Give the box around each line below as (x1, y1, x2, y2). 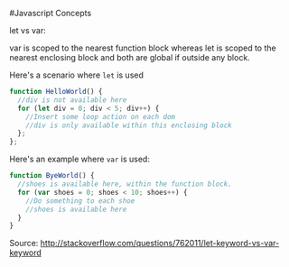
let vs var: (9, 25, 47, 35)
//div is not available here (17, 95, 127, 105)
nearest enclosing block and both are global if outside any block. (9, 52, 250, 62)
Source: (9, 238, 39, 249)
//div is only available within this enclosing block (25, 121, 232, 130)
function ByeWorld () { (9, 171, 95, 180)
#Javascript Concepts (9, 8, 92, 18)
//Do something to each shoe (25, 196, 135, 206)
